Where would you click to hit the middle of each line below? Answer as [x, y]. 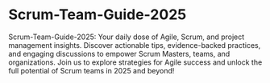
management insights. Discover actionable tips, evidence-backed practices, [135, 45]
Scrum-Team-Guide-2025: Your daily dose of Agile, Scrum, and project [127, 37]
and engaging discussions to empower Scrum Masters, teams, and [119, 53]
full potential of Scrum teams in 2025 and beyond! [91, 70]
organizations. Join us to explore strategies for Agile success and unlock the [135, 62]
